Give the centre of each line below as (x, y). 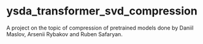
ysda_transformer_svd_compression (102, 11)
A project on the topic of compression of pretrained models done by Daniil (100, 28)
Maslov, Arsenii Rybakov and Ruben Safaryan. (64, 34)
